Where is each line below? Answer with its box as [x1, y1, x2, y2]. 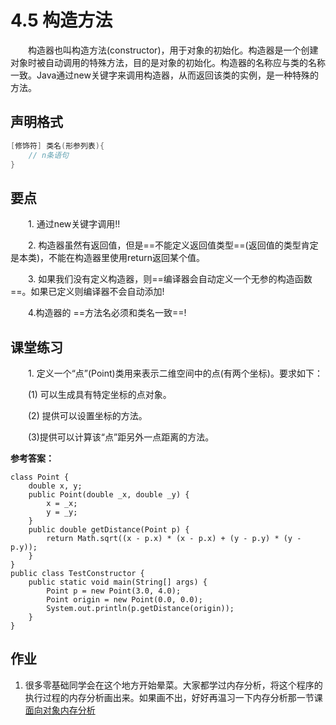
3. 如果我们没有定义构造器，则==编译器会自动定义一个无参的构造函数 [27, 273, 313, 285]
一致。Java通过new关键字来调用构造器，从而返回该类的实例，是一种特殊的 [10, 69, 319, 81]
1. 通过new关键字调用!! [27, 218, 121, 230]
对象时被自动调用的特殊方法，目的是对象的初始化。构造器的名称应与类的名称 [10, 56, 326, 68]
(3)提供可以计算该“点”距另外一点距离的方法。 [27, 431, 215, 443]
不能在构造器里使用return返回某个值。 [48, 252, 205, 264]
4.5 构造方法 [10, 9, 113, 32]
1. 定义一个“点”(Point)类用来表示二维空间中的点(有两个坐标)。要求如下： [27, 367, 323, 379]
